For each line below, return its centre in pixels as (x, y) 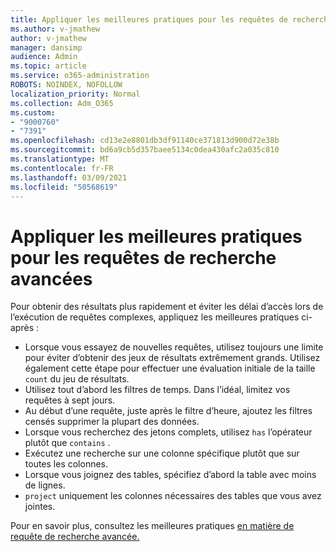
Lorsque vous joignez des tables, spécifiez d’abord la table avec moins (170, 475)
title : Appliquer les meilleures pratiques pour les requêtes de (149, 19)
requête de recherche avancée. (75, 537)
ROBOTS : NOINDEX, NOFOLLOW (66, 85)
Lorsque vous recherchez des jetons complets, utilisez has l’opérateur (168, 432)
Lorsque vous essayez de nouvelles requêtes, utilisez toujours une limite (174, 347)
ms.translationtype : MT (60, 159)
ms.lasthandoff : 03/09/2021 (69, 177)
